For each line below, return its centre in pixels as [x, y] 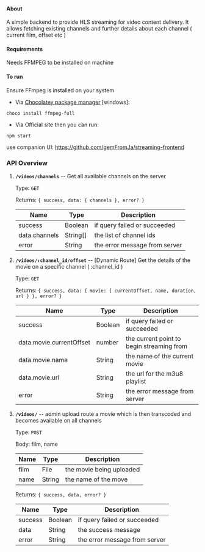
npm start [19, 136]
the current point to [153, 338]
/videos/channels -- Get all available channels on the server [91, 176]
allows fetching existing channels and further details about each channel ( [99, 29]
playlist [136, 381]
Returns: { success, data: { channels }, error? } [80, 200]
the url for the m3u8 [155, 374]
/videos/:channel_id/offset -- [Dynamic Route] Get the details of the [103, 260]
